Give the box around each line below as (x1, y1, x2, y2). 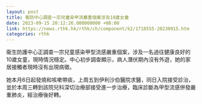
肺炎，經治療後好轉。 (11, 91, 64, 99)
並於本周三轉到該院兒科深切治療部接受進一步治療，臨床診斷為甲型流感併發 (6, 84, 191, 91)
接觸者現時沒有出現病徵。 (11, 64, 75, 71)
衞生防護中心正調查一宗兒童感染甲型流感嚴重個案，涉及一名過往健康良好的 (6, 49, 191, 56)
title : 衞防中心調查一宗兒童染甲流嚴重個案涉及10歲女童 (6, 14, 129, 20)
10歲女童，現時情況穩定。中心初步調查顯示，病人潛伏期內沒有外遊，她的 (6, 56, 186, 63)
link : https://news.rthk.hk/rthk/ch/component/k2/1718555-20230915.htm (6, 25, 189, 32)
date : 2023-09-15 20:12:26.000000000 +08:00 (6, 20, 120, 26)
